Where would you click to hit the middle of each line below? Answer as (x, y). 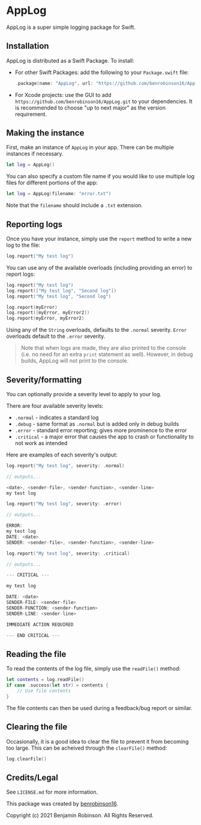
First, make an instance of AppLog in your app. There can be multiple (90, 148)
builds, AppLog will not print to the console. (75, 361)
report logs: (20, 274)
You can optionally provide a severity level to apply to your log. (84, 394)
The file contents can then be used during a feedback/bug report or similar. (99, 708)
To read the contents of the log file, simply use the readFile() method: (94, 668)
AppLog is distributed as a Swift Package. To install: (70, 60)
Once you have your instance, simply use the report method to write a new (99, 239)
